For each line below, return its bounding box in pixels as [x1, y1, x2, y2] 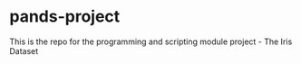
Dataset [9, 45, 39, 56]
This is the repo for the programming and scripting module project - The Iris [9, 36, 293, 47]
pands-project [9, 6, 121, 27]
